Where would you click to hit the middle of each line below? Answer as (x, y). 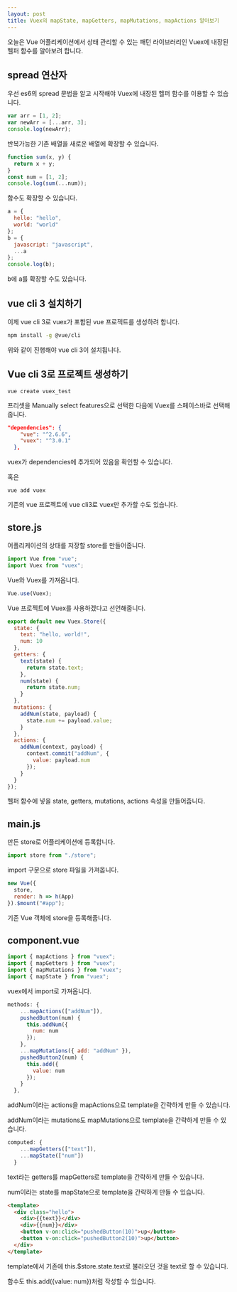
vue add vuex (27, 491)
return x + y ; (34, 164)
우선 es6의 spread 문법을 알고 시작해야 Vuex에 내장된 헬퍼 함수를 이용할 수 (111, 94)
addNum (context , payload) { (61, 747)
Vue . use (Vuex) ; (30, 593)
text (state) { (41, 661)
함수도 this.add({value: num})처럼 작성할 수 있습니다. (82, 1281)
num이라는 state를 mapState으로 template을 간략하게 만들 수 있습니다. (106, 1192)
